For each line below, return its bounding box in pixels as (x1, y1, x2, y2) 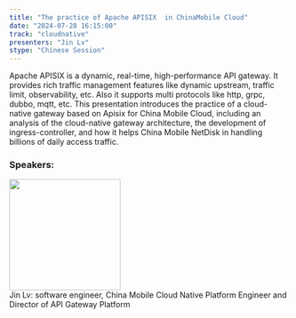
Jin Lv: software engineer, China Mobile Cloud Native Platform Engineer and (9, 290, 287, 300)
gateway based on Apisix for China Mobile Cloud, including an (33, 108, 261, 119)
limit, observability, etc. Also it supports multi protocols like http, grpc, (9, 90, 266, 100)
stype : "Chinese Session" (9, 46, 105, 55)
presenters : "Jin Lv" (9, 37, 90, 47)
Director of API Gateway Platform (9, 299, 131, 310)
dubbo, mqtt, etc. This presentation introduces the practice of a (9, 99, 242, 109)
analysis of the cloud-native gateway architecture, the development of (9, 117, 267, 129)
